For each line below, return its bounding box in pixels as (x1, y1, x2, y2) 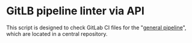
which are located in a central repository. (6, 30, 108, 37)
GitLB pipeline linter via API (6, 4, 144, 18)
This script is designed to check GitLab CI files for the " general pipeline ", (6, 24, 187, 31)
